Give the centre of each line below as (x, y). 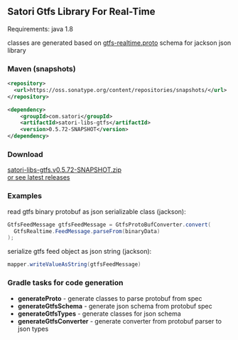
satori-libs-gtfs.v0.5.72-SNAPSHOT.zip (65, 170)
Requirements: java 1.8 (40, 29)
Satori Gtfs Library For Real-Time (81, 12)
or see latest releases (39, 177)
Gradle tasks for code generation (65, 283)
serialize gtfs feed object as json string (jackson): (80, 252)
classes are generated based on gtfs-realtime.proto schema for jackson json (119, 43)
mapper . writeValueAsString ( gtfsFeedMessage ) (74, 264)
